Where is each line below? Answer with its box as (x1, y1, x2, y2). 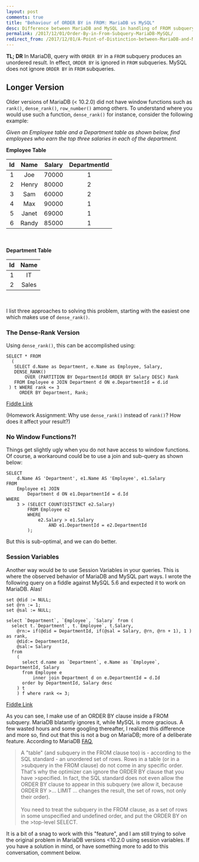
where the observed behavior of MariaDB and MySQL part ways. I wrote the (6, 573, 191, 580)
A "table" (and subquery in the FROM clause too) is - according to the (20, 749, 191, 756)
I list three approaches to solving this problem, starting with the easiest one (6, 307, 190, 314)
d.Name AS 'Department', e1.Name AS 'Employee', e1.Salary (17, 476, 166, 482)
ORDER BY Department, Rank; (19, 390, 89, 396)
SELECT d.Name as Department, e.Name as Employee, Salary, (14, 364, 163, 370)
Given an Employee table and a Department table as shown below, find (6, 128, 180, 135)
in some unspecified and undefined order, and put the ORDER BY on (20, 812, 188, 819)
